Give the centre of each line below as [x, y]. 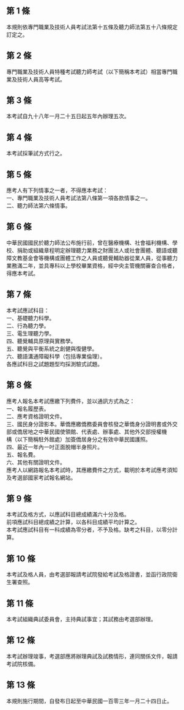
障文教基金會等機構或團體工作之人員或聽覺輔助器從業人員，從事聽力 [92, 258]
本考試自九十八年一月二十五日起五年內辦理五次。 [68, 116]
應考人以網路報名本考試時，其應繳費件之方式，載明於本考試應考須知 [92, 469]
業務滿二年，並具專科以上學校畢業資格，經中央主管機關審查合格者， [92, 266]
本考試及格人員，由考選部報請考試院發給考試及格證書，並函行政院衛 [92, 575]
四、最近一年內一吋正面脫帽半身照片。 [54, 447]
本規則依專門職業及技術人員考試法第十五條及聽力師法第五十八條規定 [92, 27]
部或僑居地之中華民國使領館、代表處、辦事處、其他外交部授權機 [86, 432]
